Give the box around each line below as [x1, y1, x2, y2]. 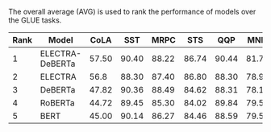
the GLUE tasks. [8, 15, 62, 25]
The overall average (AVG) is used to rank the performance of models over [8, 7, 256, 16]
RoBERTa [40, 97, 75, 108]
